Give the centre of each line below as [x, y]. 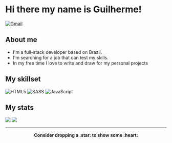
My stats [20, 107]
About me [21, 40]
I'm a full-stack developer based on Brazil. [57, 52]
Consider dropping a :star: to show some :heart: [86, 135]
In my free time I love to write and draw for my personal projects [80, 63]
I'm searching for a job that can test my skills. [60, 57]
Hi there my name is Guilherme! [73, 9]
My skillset [23, 79]
